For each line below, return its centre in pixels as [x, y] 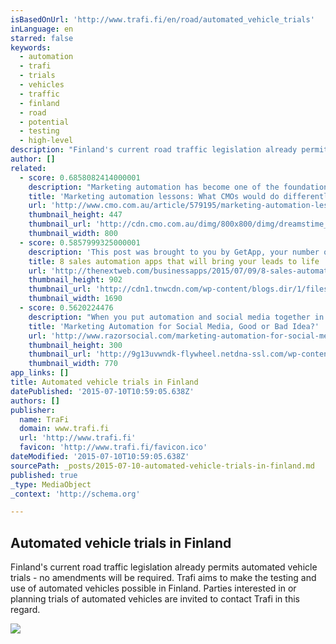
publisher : [33, 410]
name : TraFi [44, 419]
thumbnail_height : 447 [75, 215]
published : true [44, 475]
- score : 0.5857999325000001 [80, 242]
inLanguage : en [42, 29]
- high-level [46, 141]
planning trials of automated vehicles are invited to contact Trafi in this [155, 599]
